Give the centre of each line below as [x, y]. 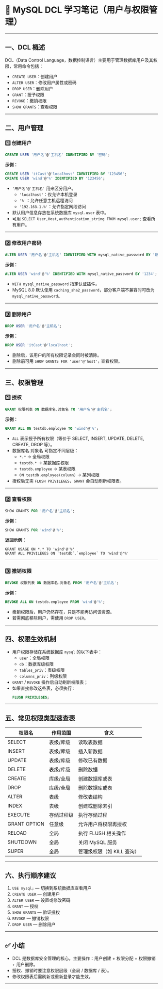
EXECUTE [19, 815]
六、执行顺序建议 [31, 875]
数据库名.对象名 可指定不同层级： [45, 450]
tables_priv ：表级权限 [42, 670]
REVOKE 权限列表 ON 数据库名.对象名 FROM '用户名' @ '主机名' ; [62, 583]
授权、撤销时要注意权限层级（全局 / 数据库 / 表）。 [62, 970]
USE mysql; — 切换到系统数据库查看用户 [52, 888]
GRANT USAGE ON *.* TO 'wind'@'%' [40, 549]
